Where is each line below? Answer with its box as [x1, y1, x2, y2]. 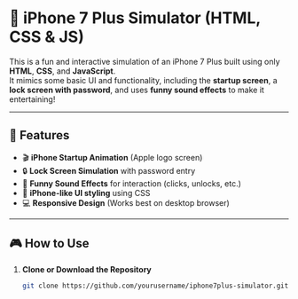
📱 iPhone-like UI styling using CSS [21, 187, 151, 198]
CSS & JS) [9, 27, 84, 47]
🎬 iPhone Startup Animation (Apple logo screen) [21, 152, 203, 162]
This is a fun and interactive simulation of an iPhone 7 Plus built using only [9, 56, 281, 67]
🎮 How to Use [9, 236, 90, 251]
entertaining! [9, 93, 56, 105]
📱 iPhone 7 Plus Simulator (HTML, [9, 8, 261, 28]
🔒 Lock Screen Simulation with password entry [21, 165, 196, 176]
